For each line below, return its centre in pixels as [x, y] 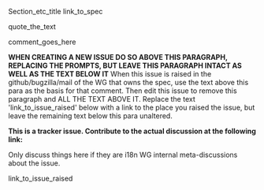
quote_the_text [32, 26]
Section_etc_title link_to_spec [56, 11]
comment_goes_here [42, 42]
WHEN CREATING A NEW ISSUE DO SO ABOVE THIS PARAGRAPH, [118, 57]
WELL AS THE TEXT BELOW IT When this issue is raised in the [110, 74]
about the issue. [34, 163]
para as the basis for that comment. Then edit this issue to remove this [123, 91]
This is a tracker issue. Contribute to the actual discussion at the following [132, 131]
